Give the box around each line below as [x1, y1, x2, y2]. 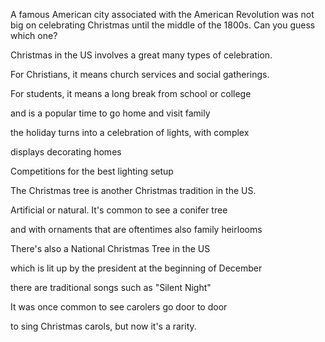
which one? [10, 30, 58, 41]
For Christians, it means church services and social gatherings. [10, 69, 270, 80]
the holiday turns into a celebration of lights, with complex [10, 127, 250, 138]
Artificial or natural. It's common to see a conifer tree [10, 204, 228, 216]
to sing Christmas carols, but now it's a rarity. [10, 320, 197, 332]
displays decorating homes [10, 146, 122, 158]
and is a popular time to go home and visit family [10, 107, 211, 119]
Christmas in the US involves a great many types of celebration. [10, 49, 273, 61]
